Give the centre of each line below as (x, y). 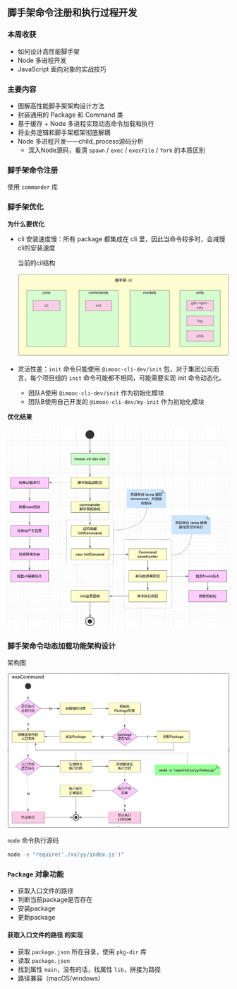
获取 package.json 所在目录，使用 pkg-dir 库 (82, 952)
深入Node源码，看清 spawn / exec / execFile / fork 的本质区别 (117, 150)
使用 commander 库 (33, 187)
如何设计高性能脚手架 (48, 51)
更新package (36, 918)
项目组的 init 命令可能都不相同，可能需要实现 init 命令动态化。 (134, 378)
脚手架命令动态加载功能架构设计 (62, 646)
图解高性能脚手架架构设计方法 (61, 105)
